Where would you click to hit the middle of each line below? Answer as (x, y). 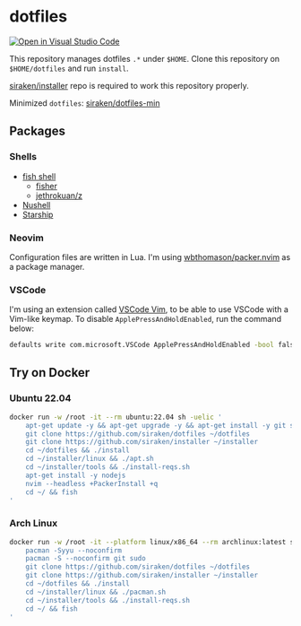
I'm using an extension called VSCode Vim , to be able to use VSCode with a (149, 309)
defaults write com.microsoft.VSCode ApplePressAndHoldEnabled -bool (142, 345)
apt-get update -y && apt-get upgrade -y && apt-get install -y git (156, 425)
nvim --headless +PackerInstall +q (92, 483)
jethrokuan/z (59, 196)
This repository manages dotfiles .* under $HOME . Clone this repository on (145, 58)
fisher (47, 186)
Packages (37, 131)
